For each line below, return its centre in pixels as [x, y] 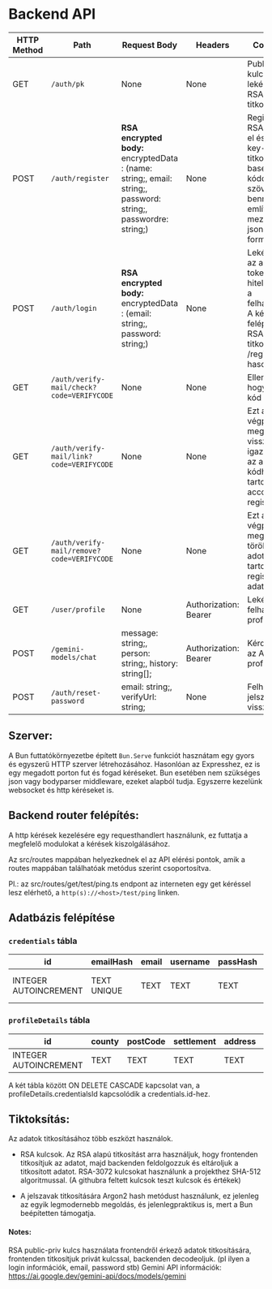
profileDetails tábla [49, 1020]
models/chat [74, 657]
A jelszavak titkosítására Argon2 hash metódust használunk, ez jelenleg [139, 1196]
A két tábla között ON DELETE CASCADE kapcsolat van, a [104, 1085]
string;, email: [147, 178]
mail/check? [74, 387]
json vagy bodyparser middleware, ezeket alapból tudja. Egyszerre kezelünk [136, 781]
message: [140, 632]
